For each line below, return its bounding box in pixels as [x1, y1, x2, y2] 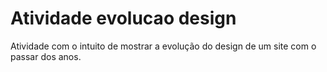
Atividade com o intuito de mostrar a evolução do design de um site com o [10, 40, 317, 52]
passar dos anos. [10, 50, 82, 62]
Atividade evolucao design [10, 7, 237, 30]
